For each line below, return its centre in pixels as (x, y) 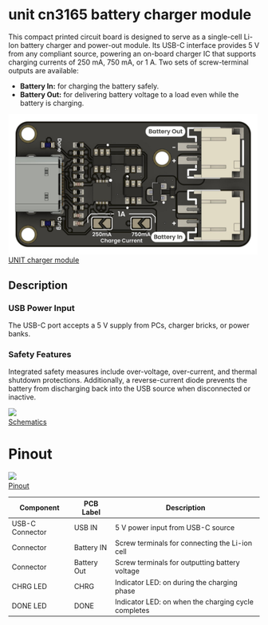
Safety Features (40, 354)
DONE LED (29, 606)
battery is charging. (52, 103)
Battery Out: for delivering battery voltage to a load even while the (129, 94)
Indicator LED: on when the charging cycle (184, 601)
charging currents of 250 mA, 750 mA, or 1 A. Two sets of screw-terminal (128, 62)
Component (39, 508)
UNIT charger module (44, 260)
